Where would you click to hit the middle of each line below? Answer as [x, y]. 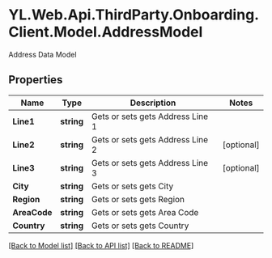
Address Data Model [42, 54]
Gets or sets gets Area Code [145, 212]
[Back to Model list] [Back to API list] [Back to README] [101, 245]
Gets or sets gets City [133, 186]
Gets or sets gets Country [140, 226]
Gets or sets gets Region [138, 199]
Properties [36, 80]
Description [153, 103]
